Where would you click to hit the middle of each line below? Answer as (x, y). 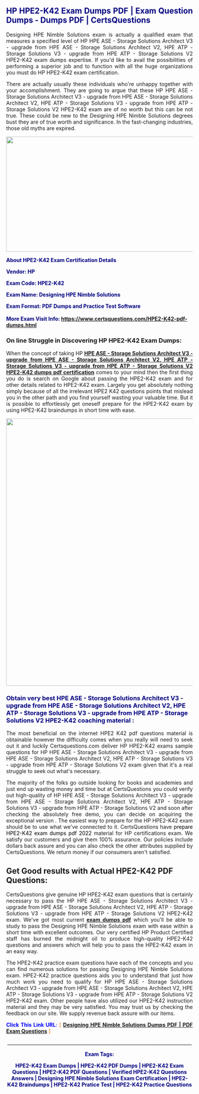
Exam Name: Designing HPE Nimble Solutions (63, 294)
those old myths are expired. (41, 128)
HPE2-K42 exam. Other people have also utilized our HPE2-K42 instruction (99, 1001)
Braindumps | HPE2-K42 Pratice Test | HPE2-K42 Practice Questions (105, 1084)
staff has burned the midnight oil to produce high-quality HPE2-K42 (99, 939)
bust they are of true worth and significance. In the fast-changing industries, (99, 122)
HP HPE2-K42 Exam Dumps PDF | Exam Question (99, 11)
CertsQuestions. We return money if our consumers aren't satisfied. (89, 852)
